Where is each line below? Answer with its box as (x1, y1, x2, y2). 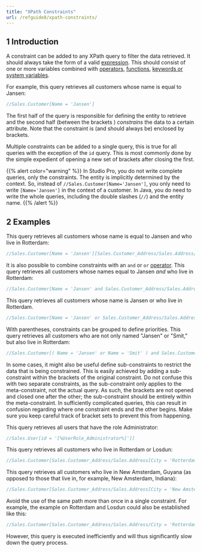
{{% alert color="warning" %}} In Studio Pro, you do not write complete (6, 168, 182, 175)
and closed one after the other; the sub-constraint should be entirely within (6, 393, 191, 400)
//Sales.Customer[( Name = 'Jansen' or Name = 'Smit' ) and (6, 350, 160, 356)
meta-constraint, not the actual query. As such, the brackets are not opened (6, 386, 194, 393)
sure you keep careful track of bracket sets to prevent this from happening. (6, 412, 191, 419)
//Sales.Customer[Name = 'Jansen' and (6, 286, 103, 292)
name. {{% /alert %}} (6, 199, 59, 207)
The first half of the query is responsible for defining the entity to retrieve (6, 112, 187, 120)
